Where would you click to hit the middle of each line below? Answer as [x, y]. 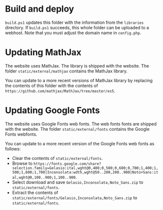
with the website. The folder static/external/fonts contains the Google [77, 129]
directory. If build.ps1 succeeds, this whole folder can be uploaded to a [77, 27]
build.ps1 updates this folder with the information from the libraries [74, 22]
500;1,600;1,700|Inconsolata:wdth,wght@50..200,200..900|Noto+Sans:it [85, 172]
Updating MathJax [43, 52]
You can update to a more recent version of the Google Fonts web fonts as [80, 143]
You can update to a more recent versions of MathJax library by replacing [79, 80]
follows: [13, 149]
